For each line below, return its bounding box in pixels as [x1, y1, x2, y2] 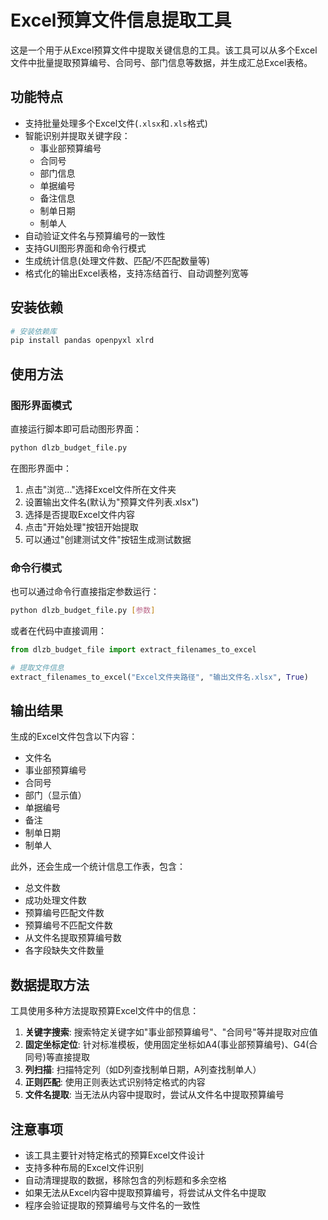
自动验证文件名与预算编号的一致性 [24, 229, 166, 241]
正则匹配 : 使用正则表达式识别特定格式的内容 [24, 1076, 206, 1088]
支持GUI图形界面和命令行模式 [24, 242, 147, 254]
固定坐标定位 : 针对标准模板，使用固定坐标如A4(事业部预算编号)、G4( [24, 1039, 310, 1051]
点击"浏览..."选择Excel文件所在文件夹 [24, 483, 177, 495]
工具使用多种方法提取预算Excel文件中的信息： [10, 1005, 200, 1017]
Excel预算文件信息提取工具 [10, 9, 232, 32]
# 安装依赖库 [10, 326, 57, 336]
